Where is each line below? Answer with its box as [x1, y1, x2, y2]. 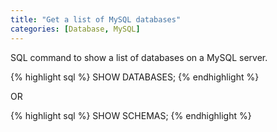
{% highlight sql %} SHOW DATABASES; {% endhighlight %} [10, 71, 260, 83]
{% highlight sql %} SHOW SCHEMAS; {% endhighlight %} [10, 109, 252, 121]
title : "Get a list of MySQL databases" [10, 14, 182, 25]
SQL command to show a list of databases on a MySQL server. [10, 51, 268, 63]
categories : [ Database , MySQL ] [10, 24, 141, 34]
